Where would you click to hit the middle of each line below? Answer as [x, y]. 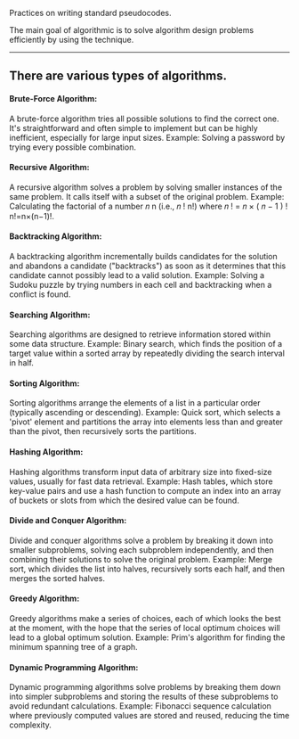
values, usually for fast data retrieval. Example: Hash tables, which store [141, 481]
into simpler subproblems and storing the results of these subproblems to [144, 697]
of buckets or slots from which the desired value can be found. [125, 500]
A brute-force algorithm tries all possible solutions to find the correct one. [144, 119]
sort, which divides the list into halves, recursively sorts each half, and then [147, 569]
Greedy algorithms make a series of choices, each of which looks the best [145, 619]
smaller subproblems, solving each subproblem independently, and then [141, 550]
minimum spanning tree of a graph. [73, 647]
